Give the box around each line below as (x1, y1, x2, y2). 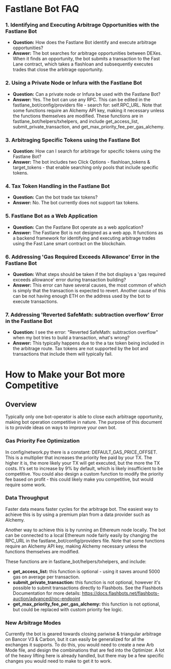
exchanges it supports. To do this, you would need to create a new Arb (5, 642, 154, 648)
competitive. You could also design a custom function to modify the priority (5, 470, 164, 477)
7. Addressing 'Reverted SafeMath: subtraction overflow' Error (5, 311, 164, 318)
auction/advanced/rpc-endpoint (12, 595, 81, 601)
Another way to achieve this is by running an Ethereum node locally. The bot (5, 527, 166, 533)
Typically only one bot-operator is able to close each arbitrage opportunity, (5, 414, 163, 420)
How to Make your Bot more (5, 369, 125, 380)
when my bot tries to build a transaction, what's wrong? (12, 335, 130, 341)
